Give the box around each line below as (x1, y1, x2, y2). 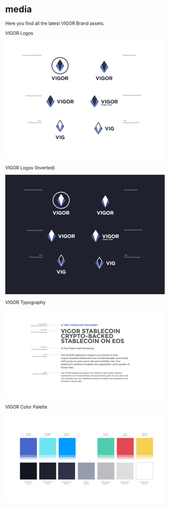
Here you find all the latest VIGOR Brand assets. (5, 20, 105, 26)
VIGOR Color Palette (5, 404, 48, 410)
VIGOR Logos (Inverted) (5, 164, 55, 170)
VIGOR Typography (5, 299, 46, 305)
